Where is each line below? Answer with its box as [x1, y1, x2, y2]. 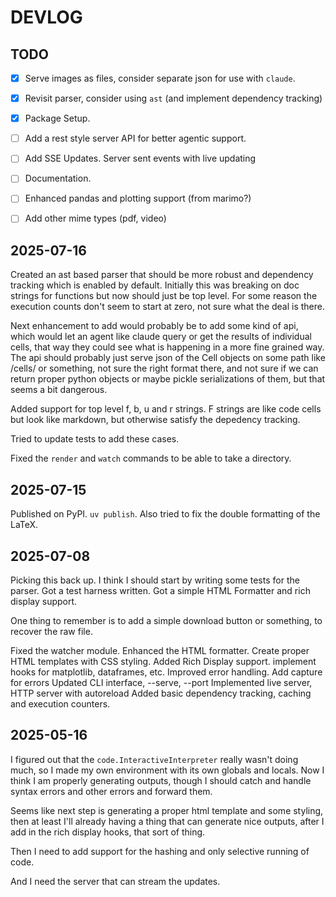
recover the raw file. [10, 625, 93, 637]
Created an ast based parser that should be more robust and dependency [10, 269, 314, 281]
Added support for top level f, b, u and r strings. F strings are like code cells [10, 403, 322, 415]
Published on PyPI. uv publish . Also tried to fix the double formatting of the [10, 508, 321, 520]
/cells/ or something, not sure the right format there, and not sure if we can [10, 362, 319, 375]
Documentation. [24, 172, 92, 185]
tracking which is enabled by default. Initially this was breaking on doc [10, 279, 300, 291]
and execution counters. [10, 697, 111, 710]
